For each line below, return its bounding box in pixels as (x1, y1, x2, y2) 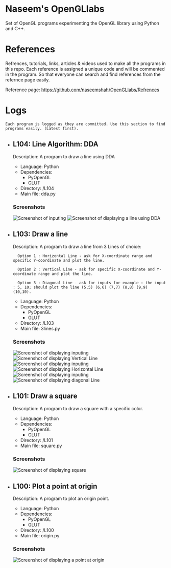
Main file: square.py (20, 443, 62, 449)
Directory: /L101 (20, 437, 53, 443)
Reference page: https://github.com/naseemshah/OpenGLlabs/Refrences (5, 87, 160, 93)
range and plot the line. (38, 271, 93, 277)
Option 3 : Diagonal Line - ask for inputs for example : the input (17, 280, 166, 285)
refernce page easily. (5, 76, 50, 82)
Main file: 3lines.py (20, 325, 60, 331)
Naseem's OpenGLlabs (5, 3, 105, 15)
